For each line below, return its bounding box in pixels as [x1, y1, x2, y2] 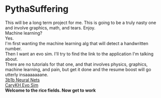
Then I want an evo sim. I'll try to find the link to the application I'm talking [5, 50, 154, 57]
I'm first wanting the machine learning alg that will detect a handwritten [5, 40, 148, 46]
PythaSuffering [5, 3, 69, 15]
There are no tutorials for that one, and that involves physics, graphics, [5, 61, 148, 67]
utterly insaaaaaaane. [5, 72, 48, 77]
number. [5, 46, 22, 51]
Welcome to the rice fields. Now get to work [5, 87, 96, 93]
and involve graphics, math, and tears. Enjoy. [5, 24, 95, 30]
